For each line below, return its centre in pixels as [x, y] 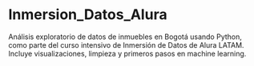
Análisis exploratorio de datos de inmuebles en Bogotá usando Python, [125, 37]
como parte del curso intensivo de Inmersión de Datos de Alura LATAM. [126, 45]
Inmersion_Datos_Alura [88, 15]
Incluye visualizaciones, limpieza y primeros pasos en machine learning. [127, 53]
